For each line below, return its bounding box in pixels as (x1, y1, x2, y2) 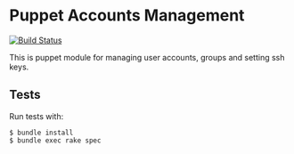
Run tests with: (9, 110, 64, 121)
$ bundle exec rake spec (9, 135, 102, 145)
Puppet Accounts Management (9, 5, 245, 26)
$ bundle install (9, 128, 74, 137)
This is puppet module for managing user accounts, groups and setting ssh (9, 52, 285, 62)
